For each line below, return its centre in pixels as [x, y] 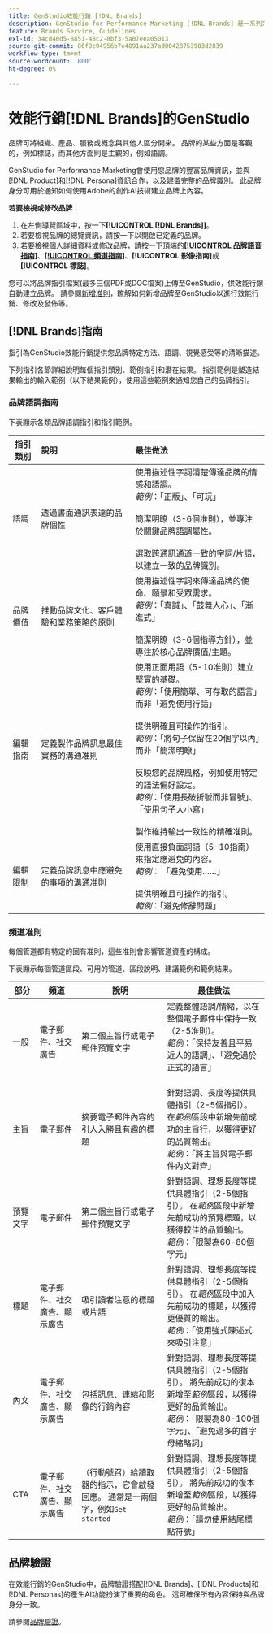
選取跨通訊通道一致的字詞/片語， [198, 553]
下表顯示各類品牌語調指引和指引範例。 [72, 422]
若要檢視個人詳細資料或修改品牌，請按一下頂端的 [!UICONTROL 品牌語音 [141, 245]
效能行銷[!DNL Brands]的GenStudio [129, 118]
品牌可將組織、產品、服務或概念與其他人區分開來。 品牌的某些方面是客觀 [130, 142]
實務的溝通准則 [70, 755]
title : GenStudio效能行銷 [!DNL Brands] [75, 16]
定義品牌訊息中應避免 [82, 870]
